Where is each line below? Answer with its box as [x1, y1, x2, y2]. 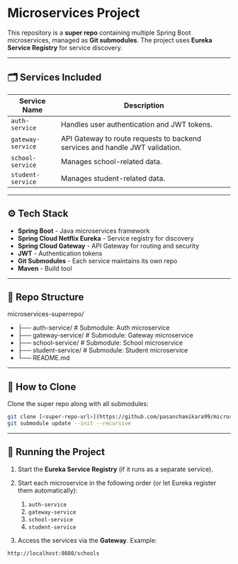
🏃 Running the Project [7, 446, 105, 458]
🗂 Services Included [7, 71, 102, 84]
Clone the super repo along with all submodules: [7, 400, 149, 408]
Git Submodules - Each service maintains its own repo [17, 256, 178, 265]
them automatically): [17, 486, 78, 495]
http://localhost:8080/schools [7, 550, 100, 557]
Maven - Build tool [17, 264, 72, 272]
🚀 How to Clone [7, 381, 76, 393]
